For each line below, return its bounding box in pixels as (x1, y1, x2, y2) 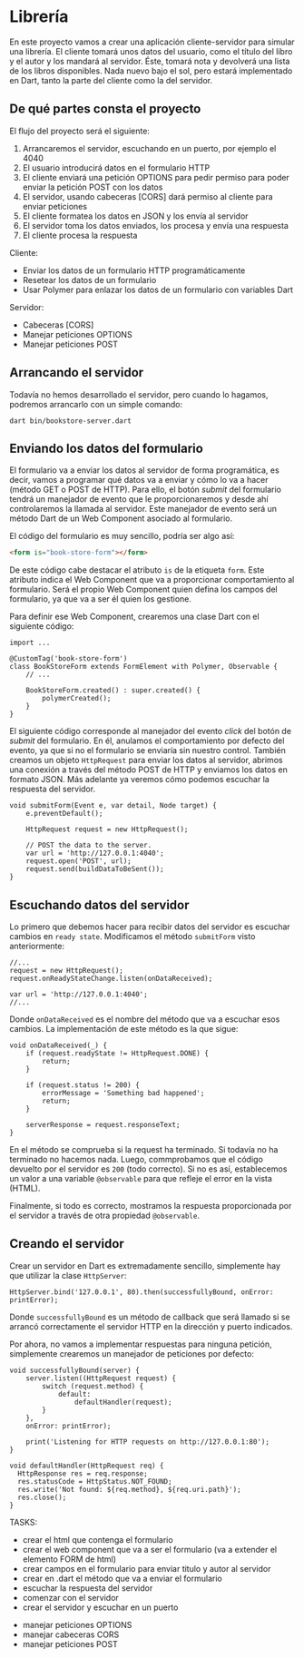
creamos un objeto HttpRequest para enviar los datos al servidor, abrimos (9, 755, 283, 766)
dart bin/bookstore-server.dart (9, 416, 132, 426)
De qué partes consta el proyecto (9, 102, 201, 117)
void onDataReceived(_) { (9, 1041, 107, 1050)
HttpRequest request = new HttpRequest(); (25, 825, 189, 834)
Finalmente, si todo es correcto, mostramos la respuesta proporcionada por (9, 1201, 292, 1212)
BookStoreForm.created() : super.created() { (25, 686, 201, 695)
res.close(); (17, 1493, 67, 1502)
